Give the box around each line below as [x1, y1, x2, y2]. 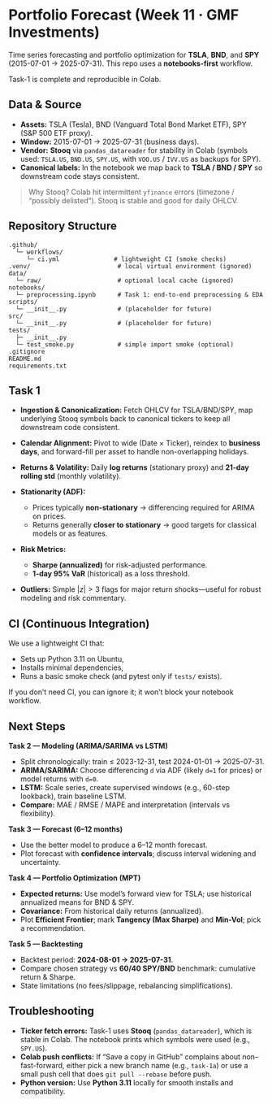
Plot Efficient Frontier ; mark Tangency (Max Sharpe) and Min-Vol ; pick [19, 915, 261, 924]
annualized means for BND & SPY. [19, 898, 135, 907]
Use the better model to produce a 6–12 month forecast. [19, 840, 208, 850]
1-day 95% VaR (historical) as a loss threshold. [32, 569, 190, 579]
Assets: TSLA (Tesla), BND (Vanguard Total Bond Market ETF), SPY [19, 120, 248, 129]
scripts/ [8, 298, 38, 306]
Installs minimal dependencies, [19, 663, 124, 672]
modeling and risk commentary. [19, 593, 127, 603]
